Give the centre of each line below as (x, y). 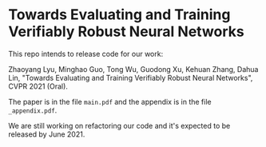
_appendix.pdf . (33, 110)
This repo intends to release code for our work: (86, 54)
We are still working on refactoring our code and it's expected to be (119, 125)
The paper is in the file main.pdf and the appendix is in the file (110, 101)
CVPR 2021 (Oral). (38, 86)
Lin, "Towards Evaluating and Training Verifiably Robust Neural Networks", (131, 77)
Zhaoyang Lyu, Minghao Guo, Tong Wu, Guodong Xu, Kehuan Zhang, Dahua (133, 69)
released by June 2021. (47, 134)
